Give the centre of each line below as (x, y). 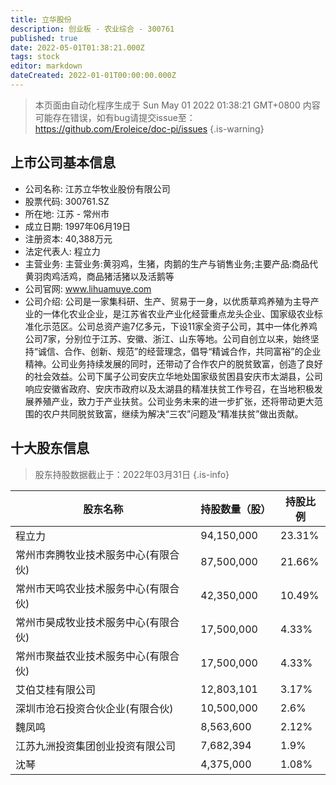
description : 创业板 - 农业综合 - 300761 (92, 29)
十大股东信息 (50, 448)
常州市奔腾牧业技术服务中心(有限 (92, 554)
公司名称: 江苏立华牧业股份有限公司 (97, 188)
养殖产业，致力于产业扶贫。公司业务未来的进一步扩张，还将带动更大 (174, 401)
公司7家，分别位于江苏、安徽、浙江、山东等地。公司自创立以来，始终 (167, 338)
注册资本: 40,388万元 (68, 238)
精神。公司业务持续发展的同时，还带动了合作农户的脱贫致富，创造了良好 (173, 363)
